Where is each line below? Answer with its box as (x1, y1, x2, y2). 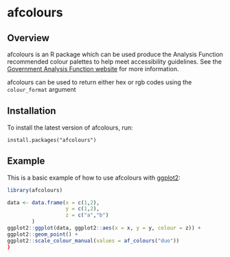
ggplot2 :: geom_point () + (7, 231, 78, 238)
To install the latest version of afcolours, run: (7, 123, 133, 132)
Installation (7, 105, 56, 117)
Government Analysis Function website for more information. (7, 65, 179, 73)
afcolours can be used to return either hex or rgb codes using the (7, 78, 192, 86)
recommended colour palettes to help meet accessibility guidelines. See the (7, 58, 222, 66)
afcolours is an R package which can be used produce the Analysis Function (7, 50, 223, 58)
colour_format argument (7, 86, 77, 93)
